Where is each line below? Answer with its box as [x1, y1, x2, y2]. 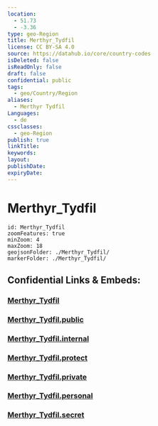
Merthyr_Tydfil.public [7, 314, 84, 324]
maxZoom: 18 [7, 242, 43, 249]
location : [7, 10, 37, 18]
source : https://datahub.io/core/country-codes [7, 51, 152, 58]
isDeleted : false [7, 57, 59, 64]
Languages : [7, 110, 40, 117]
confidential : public [7, 76, 72, 84]
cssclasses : [7, 123, 43, 130]
